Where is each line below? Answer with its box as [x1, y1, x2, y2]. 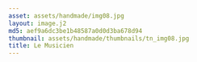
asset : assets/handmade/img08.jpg [8, 11, 125, 20]
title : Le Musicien [8, 42, 74, 50]
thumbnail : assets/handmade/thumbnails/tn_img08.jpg [8, 34, 190, 43]
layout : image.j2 [8, 19, 67, 27]
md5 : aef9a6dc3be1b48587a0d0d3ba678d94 [8, 27, 143, 35]
